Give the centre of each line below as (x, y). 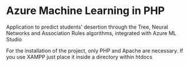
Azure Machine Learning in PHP (86, 11)
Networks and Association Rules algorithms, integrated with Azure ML (91, 33)
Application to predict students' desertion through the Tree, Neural (87, 27)
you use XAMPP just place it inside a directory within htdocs (79, 57)
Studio (14, 39)
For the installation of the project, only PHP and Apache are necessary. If (94, 50)
